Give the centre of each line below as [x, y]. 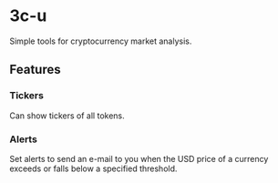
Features [35, 70]
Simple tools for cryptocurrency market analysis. [101, 41]
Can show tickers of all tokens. [67, 116]
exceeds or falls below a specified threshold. [93, 168]
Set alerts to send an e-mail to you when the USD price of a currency [139, 158]
